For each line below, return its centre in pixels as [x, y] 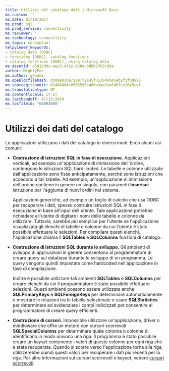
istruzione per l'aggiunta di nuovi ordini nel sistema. [66, 190]
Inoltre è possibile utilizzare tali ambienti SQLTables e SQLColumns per [87, 279]
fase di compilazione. [35, 269]
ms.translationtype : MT [30, 90]
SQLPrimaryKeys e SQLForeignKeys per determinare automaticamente [87, 295]
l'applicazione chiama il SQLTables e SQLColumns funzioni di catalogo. [87, 237]
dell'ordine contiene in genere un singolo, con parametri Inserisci [80, 185]
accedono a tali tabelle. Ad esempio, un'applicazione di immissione [82, 179]
